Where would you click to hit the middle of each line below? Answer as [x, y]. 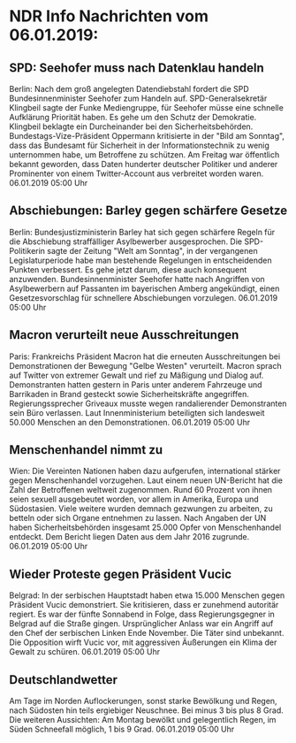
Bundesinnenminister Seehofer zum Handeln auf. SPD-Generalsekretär [138, 98]
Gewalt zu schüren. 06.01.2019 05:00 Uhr [85, 652]
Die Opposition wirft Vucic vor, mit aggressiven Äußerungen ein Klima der [143, 642]
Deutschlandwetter [63, 680]
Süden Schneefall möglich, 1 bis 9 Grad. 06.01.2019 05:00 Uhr [122, 729]
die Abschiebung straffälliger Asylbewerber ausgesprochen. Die [126, 241]
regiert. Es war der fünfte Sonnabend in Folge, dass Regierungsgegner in [142, 614]
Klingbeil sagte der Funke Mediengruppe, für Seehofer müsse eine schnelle [147, 107]
